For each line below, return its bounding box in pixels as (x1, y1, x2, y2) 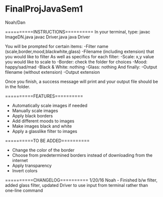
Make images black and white (12, 123, 72, 129)
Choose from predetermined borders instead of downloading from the (12, 152, 153, 158)
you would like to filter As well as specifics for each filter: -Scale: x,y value (5, 53, 154, 59)
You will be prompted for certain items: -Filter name (5, 43, 109, 49)
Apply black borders (12, 113, 53, 118)
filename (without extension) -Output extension (5, 69, 100, 75)
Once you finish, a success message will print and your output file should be (5, 79, 158, 84)
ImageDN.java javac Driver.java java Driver (5, 34, 90, 40)
